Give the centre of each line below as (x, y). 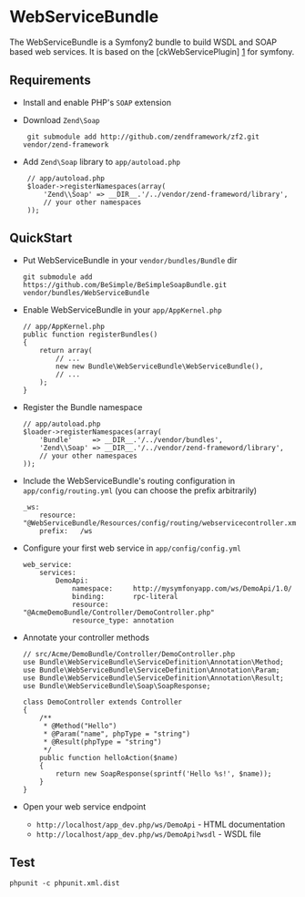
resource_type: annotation (123, 620)
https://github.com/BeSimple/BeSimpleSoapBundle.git (125, 284)
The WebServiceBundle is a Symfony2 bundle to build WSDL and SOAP (143, 42)
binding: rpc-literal (125, 596)
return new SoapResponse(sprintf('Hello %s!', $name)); (164, 773)
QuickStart (41, 238)
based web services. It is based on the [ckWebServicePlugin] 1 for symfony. (152, 51)
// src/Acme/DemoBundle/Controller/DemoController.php (129, 654)
